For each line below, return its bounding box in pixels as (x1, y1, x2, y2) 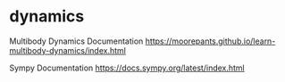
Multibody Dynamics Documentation (9, 36, 144, 46)
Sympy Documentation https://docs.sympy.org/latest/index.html (9, 62, 246, 73)
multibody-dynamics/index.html (9, 45, 127, 55)
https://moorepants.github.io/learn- (145, 36, 276, 46)
